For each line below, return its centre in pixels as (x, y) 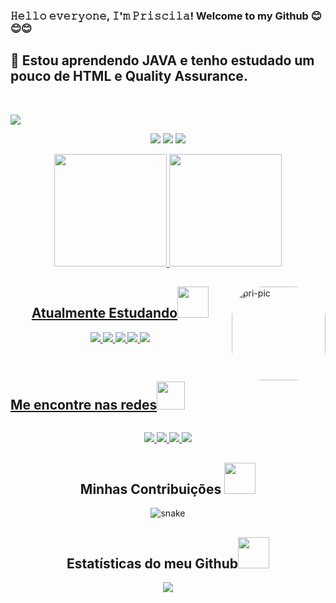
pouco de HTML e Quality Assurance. (129, 76)
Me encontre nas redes (84, 404)
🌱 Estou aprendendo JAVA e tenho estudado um (162, 60)
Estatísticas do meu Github (152, 563)
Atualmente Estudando (104, 313)
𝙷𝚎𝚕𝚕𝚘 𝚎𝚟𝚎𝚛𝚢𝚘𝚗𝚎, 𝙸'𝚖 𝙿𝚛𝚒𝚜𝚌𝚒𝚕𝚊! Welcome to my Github (159, 16)
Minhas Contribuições (150, 489)
